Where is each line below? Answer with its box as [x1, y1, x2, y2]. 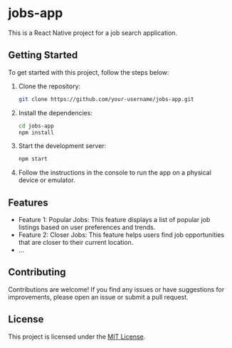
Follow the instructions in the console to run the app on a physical [18, 169, 212, 177]
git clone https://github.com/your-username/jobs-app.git [18, 95, 194, 102]
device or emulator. [18, 176, 75, 184]
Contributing [8, 266, 66, 278]
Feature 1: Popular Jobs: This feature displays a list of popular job [18, 216, 211, 224]
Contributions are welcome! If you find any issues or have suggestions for [8, 285, 225, 293]
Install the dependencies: [18, 108, 93, 117]
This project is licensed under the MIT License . [8, 332, 146, 341]
